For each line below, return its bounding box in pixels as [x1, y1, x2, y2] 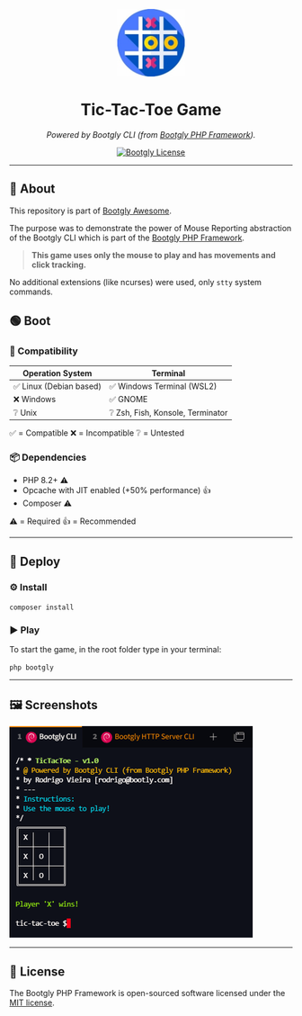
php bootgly [9, 663, 54, 672]
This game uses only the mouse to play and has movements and [31, 249, 276, 260]
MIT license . [9, 997, 56, 1008]
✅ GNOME [109, 394, 148, 405]
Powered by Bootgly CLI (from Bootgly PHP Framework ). [46, 129, 256, 139]
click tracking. [31, 259, 87, 270]
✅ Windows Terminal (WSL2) [109, 381, 218, 391]
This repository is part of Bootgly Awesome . [9, 205, 173, 216]
